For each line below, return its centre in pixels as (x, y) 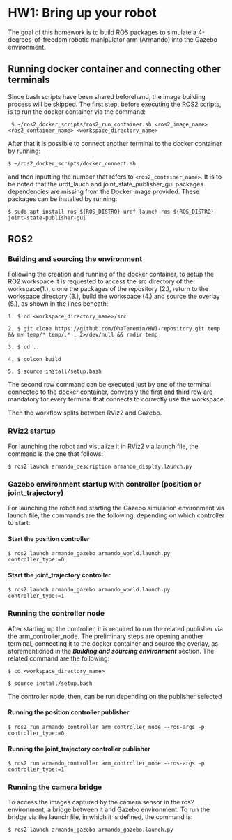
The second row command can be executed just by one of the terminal (110, 385)
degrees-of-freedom (38, 39)
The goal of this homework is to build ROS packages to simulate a (102, 32)
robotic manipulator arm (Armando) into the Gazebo (143, 39)
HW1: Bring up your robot (83, 13)
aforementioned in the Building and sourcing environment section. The (111, 651)
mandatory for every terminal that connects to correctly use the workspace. (117, 399)
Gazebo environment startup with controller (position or (105, 484)
